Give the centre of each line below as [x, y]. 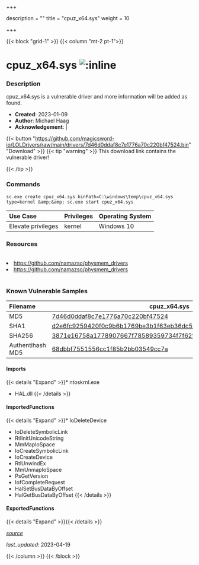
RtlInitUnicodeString [39, 438]
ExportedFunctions [30, 509]
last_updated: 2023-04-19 [38, 544]
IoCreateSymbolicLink [42, 450]
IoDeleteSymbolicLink [41, 431]
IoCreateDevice [34, 457]
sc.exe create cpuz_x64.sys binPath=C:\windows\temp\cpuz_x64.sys [90, 196]
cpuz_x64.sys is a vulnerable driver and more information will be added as [97, 97]
